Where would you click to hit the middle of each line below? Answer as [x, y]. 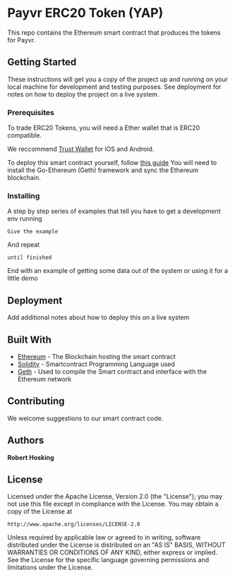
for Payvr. [22, 40]
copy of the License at [40, 511]
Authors [26, 441]
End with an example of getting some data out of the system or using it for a [117, 271]
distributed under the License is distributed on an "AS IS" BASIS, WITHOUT [116, 545]
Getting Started [42, 62]
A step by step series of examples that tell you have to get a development [114, 211]
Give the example [33, 232]
